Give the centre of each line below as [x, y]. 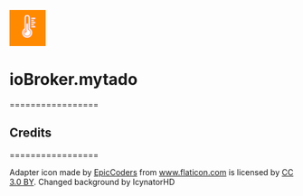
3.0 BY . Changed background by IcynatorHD [92, 182]
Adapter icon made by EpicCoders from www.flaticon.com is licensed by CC [151, 172]
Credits [31, 133]
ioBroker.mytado [74, 80]
